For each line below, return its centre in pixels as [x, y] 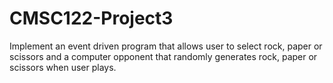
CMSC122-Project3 [91, 18]
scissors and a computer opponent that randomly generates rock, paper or [163, 56]
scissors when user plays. [63, 67]
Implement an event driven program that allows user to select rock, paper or [166, 46]
